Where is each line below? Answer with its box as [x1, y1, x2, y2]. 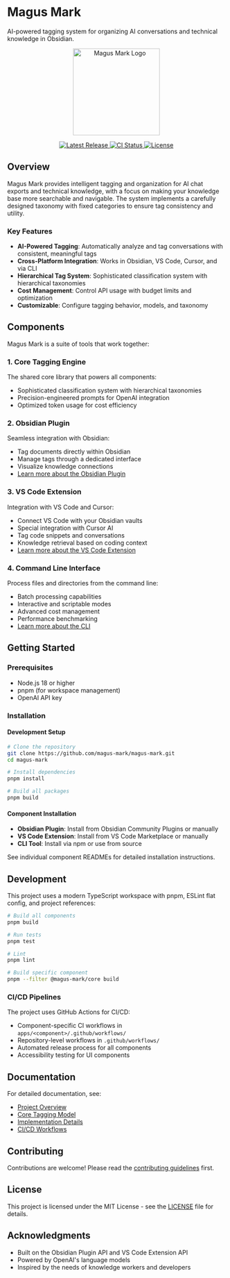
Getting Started [7, 642, 76, 654]
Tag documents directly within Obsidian [17, 447, 131, 456]
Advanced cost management [17, 607, 100, 615]
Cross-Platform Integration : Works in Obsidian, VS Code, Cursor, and [17, 257, 218, 265]
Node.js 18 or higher [17, 679, 76, 687]
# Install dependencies [7, 769, 76, 776]
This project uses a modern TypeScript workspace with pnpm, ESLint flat [7, 892, 216, 899]
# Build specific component [7, 970, 89, 977]
